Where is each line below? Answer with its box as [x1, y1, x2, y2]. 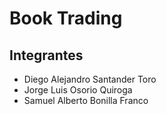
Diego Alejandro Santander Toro [23, 73, 157, 85]
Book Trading [9, 7, 123, 30]
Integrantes [9, 47, 84, 64]
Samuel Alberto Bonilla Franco [23, 95, 149, 106]
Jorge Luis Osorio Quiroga [23, 84, 133, 96]
